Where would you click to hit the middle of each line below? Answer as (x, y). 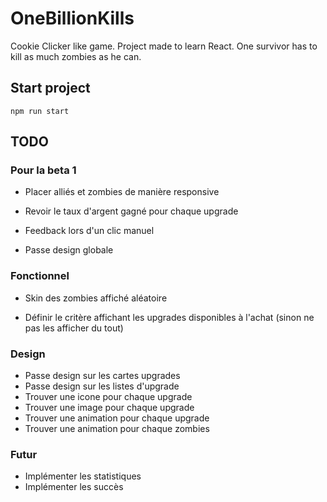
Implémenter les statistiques (83, 476)
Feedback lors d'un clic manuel (89, 231)
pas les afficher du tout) (74, 328)
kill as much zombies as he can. (76, 56)
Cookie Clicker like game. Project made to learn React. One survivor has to (164, 46)
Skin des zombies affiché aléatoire (96, 298)
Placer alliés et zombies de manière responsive (122, 192)
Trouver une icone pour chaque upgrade (108, 397)
